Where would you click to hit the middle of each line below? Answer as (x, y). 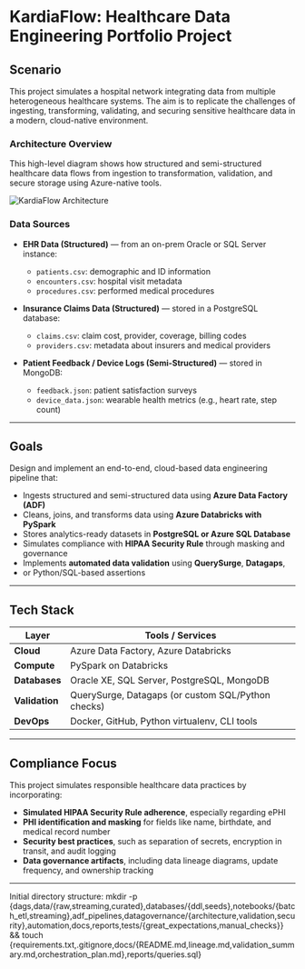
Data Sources (40, 225)
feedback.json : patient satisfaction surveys (117, 390)
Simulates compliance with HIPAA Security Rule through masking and (154, 544)
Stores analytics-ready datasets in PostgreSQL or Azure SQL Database (157, 534)
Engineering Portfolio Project (121, 36)
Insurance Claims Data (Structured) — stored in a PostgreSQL (140, 308)
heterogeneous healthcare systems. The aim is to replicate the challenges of (152, 101)
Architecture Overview (61, 144)
